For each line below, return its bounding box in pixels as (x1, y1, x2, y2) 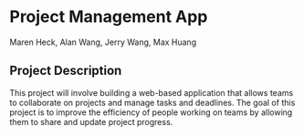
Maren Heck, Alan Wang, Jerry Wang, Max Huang (9, 37, 197, 47)
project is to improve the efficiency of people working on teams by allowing (9, 107, 293, 118)
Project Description (9, 63, 122, 78)
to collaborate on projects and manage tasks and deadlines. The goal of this (9, 97, 296, 108)
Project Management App (9, 6, 208, 27)
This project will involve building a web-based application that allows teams (9, 87, 294, 98)
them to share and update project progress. (9, 116, 173, 127)
